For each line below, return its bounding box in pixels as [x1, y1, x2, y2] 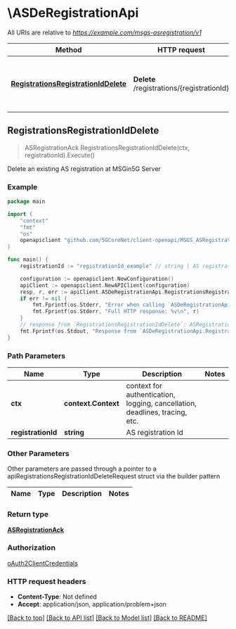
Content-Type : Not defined [17, 592, 97, 601]
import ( [7, 210, 33, 217]
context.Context [64, 398, 119, 408]
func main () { [7, 256, 49, 263]
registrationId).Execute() [24, 151, 96, 159]
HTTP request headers [7, 576, 86, 586]
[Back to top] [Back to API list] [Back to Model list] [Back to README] [7, 614, 207, 622]
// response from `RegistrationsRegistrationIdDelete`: [20, 322, 188, 329]
